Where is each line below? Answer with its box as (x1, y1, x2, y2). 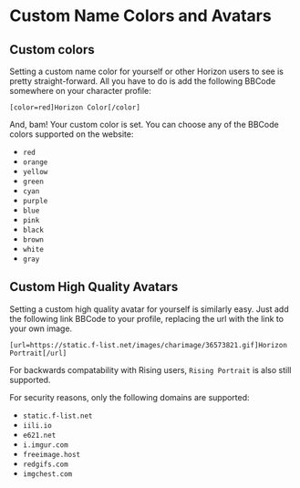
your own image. (9, 323, 73, 334)
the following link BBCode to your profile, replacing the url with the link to (9, 313, 284, 324)
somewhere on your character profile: (9, 86, 152, 96)
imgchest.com (22, 469, 73, 479)
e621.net (22, 431, 57, 440)
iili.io (22, 421, 52, 430)
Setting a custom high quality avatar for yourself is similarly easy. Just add (9, 303, 289, 315)
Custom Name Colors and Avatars (9, 5, 272, 26)
